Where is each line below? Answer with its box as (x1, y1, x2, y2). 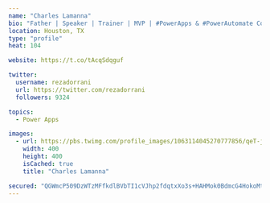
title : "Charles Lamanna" (22, 167, 110, 176)
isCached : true (22, 159, 74, 168)
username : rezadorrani (15, 78, 92, 86)
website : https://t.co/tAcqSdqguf (8, 56, 125, 64)
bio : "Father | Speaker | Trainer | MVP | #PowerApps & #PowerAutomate (8, 19, 253, 27)
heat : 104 (8, 42, 42, 50)
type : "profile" (8, 34, 63, 43)
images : (8, 130, 35, 138)
